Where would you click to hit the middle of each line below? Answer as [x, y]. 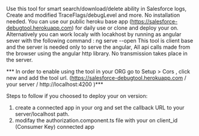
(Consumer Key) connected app [54, 127]
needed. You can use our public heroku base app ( [69, 21]
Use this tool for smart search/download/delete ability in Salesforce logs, [96, 9]
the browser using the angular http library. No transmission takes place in [97, 53]
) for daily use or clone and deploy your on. [125, 28]
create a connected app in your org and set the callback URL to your [99, 107]
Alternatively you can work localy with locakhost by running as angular [94, 34]
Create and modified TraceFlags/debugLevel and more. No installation [93, 15]
